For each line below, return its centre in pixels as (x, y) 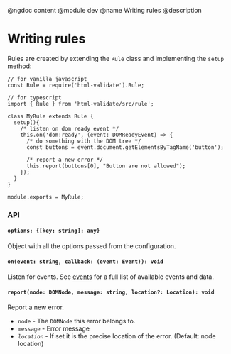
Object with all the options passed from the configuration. (92, 246)
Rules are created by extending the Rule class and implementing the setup (116, 58)
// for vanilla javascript (47, 79)
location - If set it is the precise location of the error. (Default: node (117, 336)
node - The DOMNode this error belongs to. (76, 321)
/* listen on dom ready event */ (70, 128)
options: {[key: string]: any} (54, 231)
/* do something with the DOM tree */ (84, 141)
